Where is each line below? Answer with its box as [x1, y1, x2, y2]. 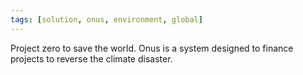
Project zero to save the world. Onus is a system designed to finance [10, 42, 294, 54]
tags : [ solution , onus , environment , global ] [10, 14, 203, 25]
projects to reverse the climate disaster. [10, 52, 173, 65]
